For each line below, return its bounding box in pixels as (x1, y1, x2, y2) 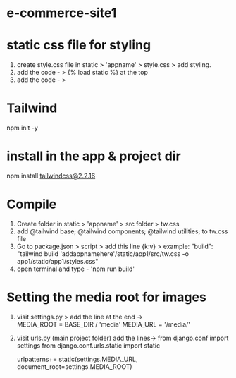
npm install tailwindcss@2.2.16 (6, 171, 96, 180)
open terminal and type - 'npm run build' (16, 264, 135, 273)
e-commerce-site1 (6, 5, 117, 21)
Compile (6, 196, 57, 212)
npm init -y (6, 123, 38, 132)
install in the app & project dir (6, 148, 181, 164)
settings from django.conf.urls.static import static (16, 341, 160, 350)
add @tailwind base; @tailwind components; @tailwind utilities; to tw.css (16, 227, 228, 236)
